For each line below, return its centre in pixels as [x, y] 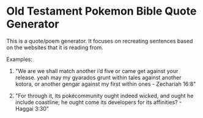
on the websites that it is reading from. [55, 47]
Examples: [19, 59]
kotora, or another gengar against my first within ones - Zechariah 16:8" [105, 84]
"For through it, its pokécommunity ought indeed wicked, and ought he [104, 95]
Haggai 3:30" [32, 108]
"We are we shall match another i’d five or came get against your [97, 71]
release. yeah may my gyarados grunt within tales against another [98, 77]
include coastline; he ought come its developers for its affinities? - [98, 102]
